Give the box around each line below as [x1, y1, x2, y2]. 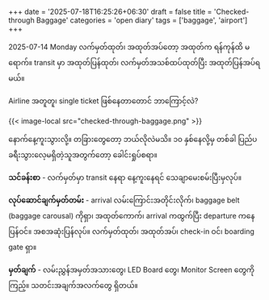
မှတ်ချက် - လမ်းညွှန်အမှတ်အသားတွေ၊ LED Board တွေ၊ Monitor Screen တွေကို [8, 265, 255, 274]
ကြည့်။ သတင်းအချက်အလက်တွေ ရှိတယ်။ [8, 281, 139, 290]
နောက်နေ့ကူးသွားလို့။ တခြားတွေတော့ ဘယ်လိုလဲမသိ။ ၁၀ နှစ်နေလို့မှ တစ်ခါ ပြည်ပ [8, 135, 258, 144]
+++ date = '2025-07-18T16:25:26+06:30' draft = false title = [8, 7, 212, 16]
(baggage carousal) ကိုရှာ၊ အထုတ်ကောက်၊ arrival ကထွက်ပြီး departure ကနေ [8, 211, 255, 220]
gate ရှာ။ [8, 242, 37, 252]
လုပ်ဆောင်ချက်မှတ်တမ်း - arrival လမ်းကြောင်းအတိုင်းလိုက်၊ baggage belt [8, 195, 240, 205]
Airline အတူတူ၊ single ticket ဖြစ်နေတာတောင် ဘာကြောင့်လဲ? [8, 96, 199, 106]
